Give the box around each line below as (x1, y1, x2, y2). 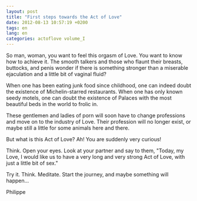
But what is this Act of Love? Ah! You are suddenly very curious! (6, 136, 162, 142)
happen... (6, 177, 29, 184)
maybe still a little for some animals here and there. (6, 124, 130, 131)
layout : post (6, 8, 38, 15)
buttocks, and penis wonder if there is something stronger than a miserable (6, 64, 188, 71)
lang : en (6, 30, 28, 36)
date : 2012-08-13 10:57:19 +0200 (6, 19, 88, 25)
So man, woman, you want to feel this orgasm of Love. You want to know (6, 52, 182, 59)
